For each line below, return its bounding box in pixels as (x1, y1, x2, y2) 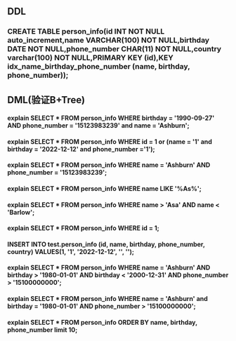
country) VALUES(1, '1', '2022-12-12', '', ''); (7, 247, 135, 255)
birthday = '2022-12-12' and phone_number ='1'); (7, 145, 156, 153)
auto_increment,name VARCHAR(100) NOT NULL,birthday (7, 35, 209, 45)
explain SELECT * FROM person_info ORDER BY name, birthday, (7, 318, 198, 326)
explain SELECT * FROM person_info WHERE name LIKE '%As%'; (7, 185, 202, 193)
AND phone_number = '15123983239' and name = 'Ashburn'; (7, 121, 190, 130)
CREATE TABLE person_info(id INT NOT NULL (7, 27, 165, 36)
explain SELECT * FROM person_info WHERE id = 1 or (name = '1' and (7, 137, 213, 146)
